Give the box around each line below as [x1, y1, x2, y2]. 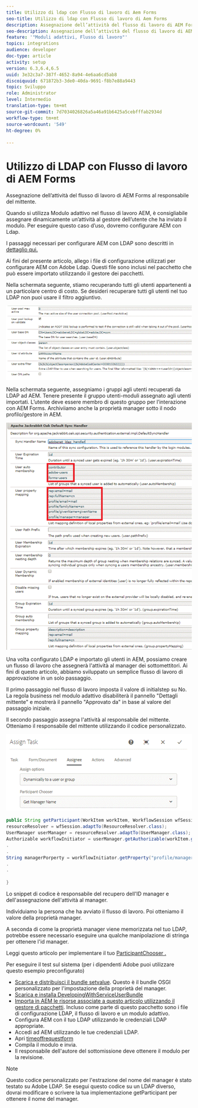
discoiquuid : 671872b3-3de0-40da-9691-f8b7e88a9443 [6, 78, 136, 84]
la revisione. [14, 1054, 44, 1060]
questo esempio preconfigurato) [6, 967, 85, 974]
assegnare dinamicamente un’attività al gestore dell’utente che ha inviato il [6, 216, 187, 223]
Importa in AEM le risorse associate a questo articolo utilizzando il [14, 997, 175, 1004]
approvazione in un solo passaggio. [6, 674, 93, 682]
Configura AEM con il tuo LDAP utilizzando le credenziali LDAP [14, 1016, 167, 1023]
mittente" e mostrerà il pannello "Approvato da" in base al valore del [6, 698, 171, 705]
